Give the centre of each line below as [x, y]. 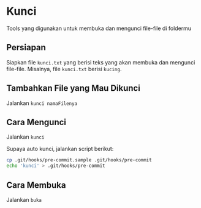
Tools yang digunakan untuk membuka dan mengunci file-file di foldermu [99, 28]
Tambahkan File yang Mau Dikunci [74, 88]
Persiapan [26, 48]
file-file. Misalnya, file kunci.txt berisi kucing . [64, 69]
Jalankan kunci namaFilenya [42, 103]
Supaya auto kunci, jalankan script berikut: [60, 149]
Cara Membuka [36, 185]
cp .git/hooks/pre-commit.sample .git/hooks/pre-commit [79, 160]
